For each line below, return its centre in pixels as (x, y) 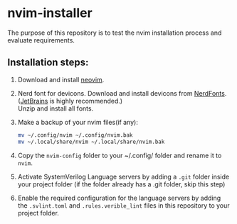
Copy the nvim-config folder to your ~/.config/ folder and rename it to (120, 155)
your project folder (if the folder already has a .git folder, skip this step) (121, 184)
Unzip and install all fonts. (56, 108)
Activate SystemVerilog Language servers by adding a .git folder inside (123, 177)
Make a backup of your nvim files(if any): (78, 122)
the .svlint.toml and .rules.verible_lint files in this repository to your (123, 205)
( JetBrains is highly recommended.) (70, 101)
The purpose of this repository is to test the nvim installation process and (115, 33)
